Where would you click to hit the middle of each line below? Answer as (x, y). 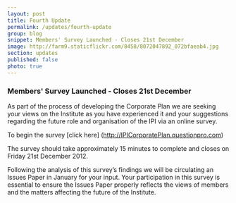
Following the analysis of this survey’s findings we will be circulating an (110, 169)
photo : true (25, 66)
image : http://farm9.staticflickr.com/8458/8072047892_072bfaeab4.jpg (113, 47)
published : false (33, 60)
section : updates (33, 54)
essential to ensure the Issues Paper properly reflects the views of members (118, 185)
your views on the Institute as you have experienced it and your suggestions (118, 113)
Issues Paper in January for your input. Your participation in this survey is (114, 177)
